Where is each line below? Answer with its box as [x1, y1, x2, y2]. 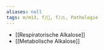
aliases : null [6, 8, 43, 15]
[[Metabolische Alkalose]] [15, 37, 80, 45]
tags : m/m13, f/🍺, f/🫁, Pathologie [6, 14, 99, 20]
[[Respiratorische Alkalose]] [15, 31, 85, 38]
